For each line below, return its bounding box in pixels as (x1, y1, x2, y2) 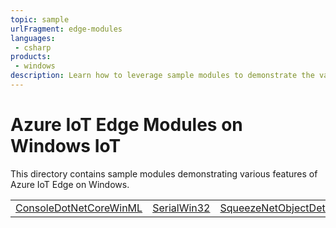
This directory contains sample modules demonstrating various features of (10, 167, 318, 180)
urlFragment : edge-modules (10, 24, 123, 34)
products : (10, 52, 52, 62)
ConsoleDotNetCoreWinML (15, 201, 143, 215)
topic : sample (10, 14, 70, 25)
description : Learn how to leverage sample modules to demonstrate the (10, 71, 315, 81)
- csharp (14, 42, 52, 53)
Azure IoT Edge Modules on (10, 114, 243, 136)
